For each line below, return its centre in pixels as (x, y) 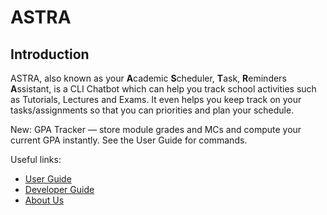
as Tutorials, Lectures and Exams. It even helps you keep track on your (156, 99)
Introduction (50, 54)
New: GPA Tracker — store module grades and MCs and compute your (156, 129)
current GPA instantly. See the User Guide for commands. (129, 140)
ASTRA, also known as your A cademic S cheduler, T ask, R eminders (148, 78)
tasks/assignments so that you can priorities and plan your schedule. (152, 110)
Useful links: (36, 159)
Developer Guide (59, 189)
